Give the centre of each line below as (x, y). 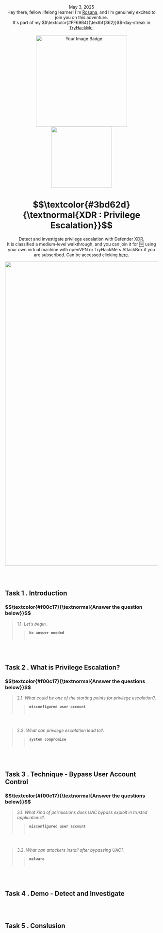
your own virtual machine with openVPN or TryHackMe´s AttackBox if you (81, 249)
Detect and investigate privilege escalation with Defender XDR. (81, 239)
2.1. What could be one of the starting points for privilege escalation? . (87, 698)
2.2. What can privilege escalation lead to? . (60, 730)
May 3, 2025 (81, 7)
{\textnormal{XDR (60, 215)
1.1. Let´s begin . (32, 624)
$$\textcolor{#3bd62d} (81, 205)
